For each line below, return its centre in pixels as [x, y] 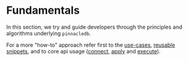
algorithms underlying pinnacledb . [49, 33]
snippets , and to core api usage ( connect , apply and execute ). [83, 51]
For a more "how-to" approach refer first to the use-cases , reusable [91, 45]
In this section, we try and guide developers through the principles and [94, 27]
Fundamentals [43, 10]
